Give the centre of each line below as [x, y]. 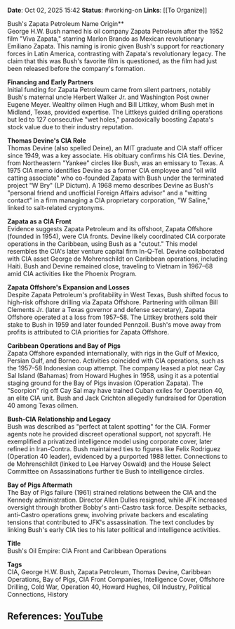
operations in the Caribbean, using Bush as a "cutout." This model [102, 244]
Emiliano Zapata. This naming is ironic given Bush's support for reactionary [116, 46]
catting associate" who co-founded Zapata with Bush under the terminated [116, 178]
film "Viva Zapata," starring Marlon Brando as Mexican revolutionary [106, 39]
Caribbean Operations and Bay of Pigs [64, 346]
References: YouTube [55, 617]
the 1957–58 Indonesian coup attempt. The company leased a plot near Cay [116, 368]
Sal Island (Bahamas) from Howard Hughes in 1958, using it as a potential [113, 376]
